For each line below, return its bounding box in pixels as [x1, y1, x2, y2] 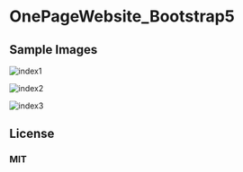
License [9, 126, 55, 142]
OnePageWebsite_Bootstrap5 [9, 6, 236, 27]
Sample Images [9, 42, 98, 57]
